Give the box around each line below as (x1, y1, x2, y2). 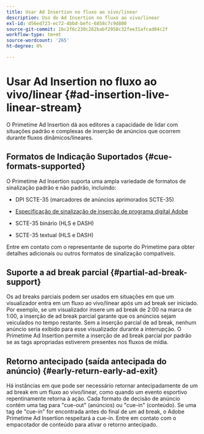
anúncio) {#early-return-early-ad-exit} (6, 366, 158, 376)
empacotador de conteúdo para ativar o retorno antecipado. (6, 421, 158, 428)
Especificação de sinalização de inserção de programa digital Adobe (15, 207, 188, 215)
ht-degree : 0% (6, 43, 43, 50)
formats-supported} (6, 161, 86, 172)
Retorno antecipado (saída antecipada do (6, 356, 167, 367)
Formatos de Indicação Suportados (6, 152, 144, 162)
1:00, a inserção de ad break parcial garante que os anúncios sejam (6, 312, 176, 320)
